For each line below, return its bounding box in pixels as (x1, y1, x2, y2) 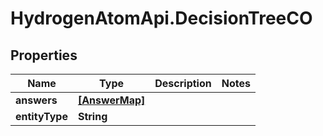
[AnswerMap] (77, 93, 146, 107)
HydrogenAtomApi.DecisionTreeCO (10, 7, 313, 30)
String (77, 110, 108, 123)
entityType (15, 110, 68, 123)
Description (154, 77, 212, 90)
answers (15, 93, 58, 107)
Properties (10, 47, 78, 64)
